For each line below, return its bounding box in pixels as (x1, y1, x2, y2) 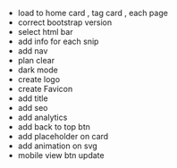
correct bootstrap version (17, 17, 113, 28)
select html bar (17, 27, 73, 37)
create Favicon (17, 84, 73, 94)
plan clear (17, 55, 55, 65)
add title (17, 93, 48, 104)
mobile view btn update (17, 150, 105, 160)
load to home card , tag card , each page (17, 8, 168, 18)
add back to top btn (17, 122, 91, 132)
